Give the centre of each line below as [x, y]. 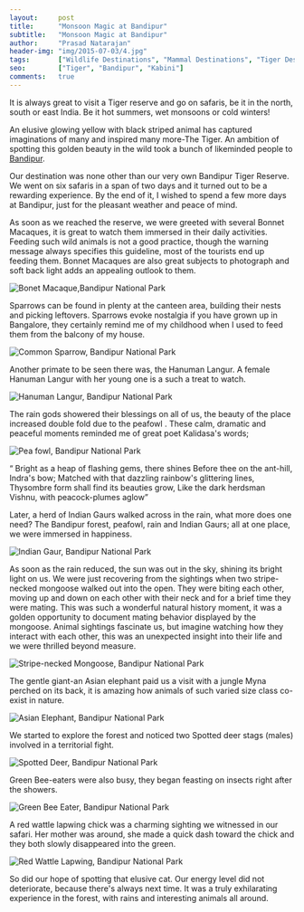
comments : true [42, 77]
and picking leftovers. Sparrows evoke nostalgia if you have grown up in [143, 315]
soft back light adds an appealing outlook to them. [103, 270]
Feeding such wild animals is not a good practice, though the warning [139, 242]
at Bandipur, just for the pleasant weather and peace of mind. [123, 204]
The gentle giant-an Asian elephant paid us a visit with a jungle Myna [138, 680]
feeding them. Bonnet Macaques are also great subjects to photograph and [149, 261]
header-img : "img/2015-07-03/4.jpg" [78, 52]
